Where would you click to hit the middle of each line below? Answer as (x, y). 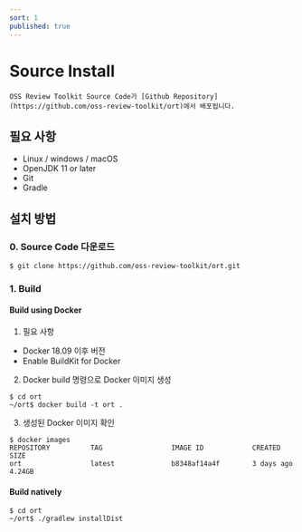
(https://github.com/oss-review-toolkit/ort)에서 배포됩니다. (122, 106)
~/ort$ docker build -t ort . (66, 405)
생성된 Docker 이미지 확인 (68, 423)
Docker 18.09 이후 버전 (64, 351)
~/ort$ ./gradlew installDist (66, 519)
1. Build (26, 288)
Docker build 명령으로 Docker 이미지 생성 (97, 380)
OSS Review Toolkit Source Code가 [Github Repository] (114, 97)
